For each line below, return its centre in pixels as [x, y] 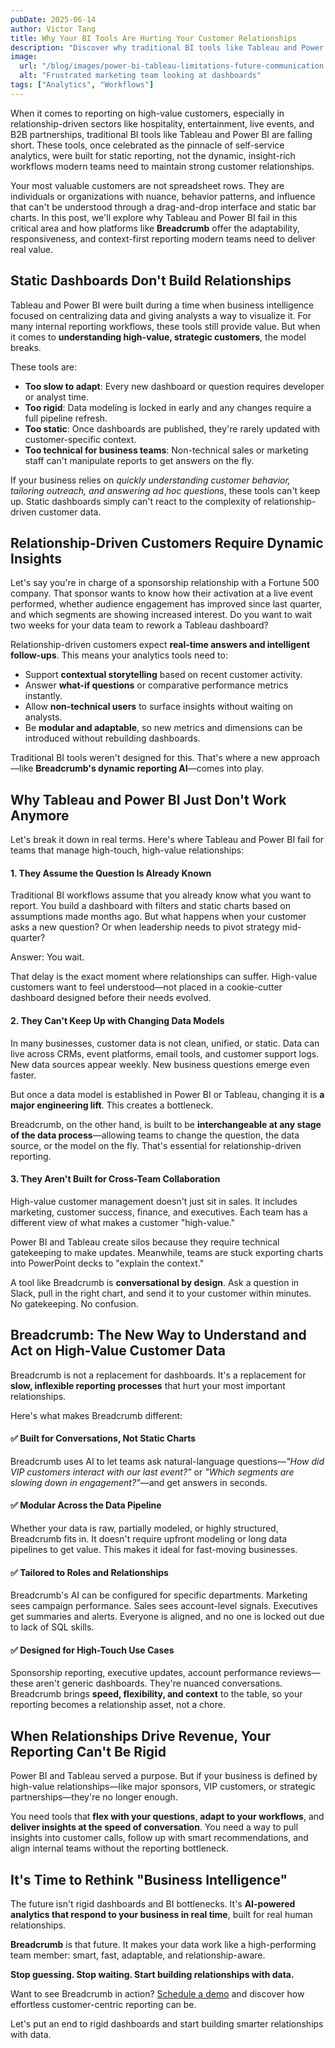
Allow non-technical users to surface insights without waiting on [159, 707]
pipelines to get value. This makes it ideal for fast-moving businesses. [154, 1550]
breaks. [26, 347]
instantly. [43, 696]
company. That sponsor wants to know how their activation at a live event [162, 593]
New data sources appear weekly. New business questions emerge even [160, 1064]
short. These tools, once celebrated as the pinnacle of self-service [147, 145]
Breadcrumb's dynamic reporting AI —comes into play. [150, 768]
